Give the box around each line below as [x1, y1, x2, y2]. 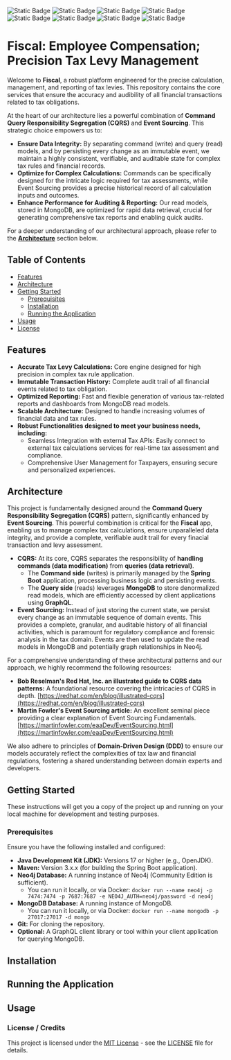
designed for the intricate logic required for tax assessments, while [17, 176, 208, 184]
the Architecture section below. [7, 234, 98, 242]
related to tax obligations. [7, 98, 80, 106]
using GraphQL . [27, 598, 73, 607]
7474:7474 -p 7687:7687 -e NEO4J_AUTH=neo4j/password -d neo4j [27, 893, 214, 901]
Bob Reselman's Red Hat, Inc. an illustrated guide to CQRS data [17, 677, 202, 686]
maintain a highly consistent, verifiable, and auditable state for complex [17, 154, 221, 162]
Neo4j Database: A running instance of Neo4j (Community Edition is [17, 871, 213, 880]
